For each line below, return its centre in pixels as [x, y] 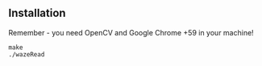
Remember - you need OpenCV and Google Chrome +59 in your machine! [131, 32]
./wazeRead [27, 54]
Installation [37, 13]
